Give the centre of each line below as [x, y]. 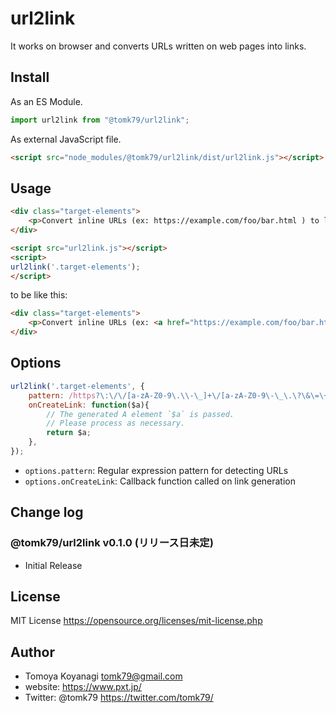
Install [30, 77]
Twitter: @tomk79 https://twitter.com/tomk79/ [119, 698]
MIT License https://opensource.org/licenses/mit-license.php [136, 621]
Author [32, 652]
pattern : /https [62, 395]
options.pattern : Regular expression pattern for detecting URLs [156, 470]
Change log [47, 512]
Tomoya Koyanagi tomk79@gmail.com [103, 676]
